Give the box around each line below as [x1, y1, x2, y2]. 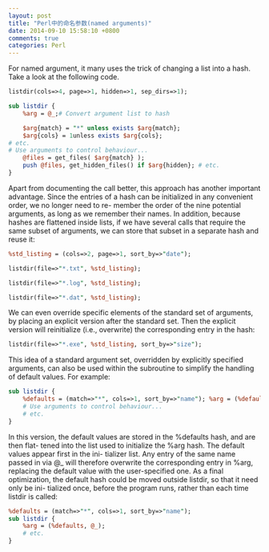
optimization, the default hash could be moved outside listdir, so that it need [8, 474, 259, 484]
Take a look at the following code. [8, 72, 120, 82]
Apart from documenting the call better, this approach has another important [8, 183, 261, 193]
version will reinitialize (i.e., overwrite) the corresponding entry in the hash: [8, 325, 255, 335]
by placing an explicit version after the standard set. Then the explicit [8, 316, 236, 326]
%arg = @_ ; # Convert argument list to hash [22, 109, 171, 117]
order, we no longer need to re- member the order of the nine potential [8, 200, 242, 209]
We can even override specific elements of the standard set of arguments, [8, 308, 254, 318]
